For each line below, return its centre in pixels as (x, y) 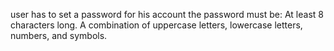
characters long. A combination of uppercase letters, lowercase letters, (156, 25)
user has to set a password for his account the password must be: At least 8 (167, 14)
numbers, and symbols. (59, 35)
